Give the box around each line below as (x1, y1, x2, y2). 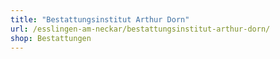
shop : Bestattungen (10, 33, 92, 43)
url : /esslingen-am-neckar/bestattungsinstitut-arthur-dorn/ (10, 24, 271, 34)
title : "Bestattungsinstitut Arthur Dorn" (10, 14, 190, 25)
